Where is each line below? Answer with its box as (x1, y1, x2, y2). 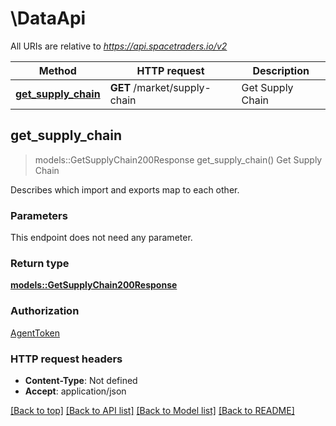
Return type (10, 256, 70, 270)
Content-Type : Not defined (24, 374, 138, 386)
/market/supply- (133, 80, 212, 94)
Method (38, 63, 77, 77)
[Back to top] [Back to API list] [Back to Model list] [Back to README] (10, 404, 295, 416)
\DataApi (10, 7, 87, 30)
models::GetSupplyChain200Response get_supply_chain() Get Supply (34, 153, 323, 166)
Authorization (10, 304, 80, 318)
